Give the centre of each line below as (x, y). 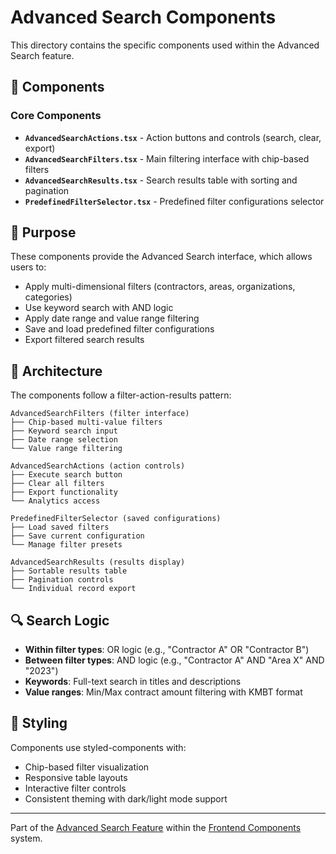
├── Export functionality (64, 492)
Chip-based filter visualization (87, 767)
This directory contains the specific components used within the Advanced (165, 45)
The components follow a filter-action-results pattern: (121, 395)
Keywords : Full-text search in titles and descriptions (133, 682)
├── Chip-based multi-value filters (86, 422)
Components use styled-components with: (98, 747)
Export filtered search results (84, 340)
